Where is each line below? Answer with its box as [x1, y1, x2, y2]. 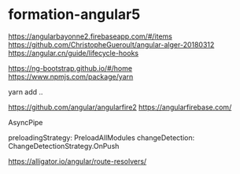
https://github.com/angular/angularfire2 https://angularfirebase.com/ [8, 102, 232, 112]
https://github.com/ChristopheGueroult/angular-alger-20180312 [8, 39, 215, 49]
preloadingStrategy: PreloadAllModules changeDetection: [8, 132, 195, 143]
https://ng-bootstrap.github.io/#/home [8, 63, 132, 72]
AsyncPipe [8, 117, 43, 127]
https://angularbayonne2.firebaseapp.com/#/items [8, 31, 173, 41]
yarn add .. [8, 87, 43, 96]
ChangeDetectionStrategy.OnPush [8, 141, 120, 150]
